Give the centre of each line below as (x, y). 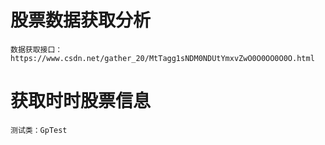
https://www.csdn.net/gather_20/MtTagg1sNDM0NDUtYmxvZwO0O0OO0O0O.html (162, 58)
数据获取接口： (36, 49)
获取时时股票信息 (81, 101)
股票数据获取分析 (81, 20)
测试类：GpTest (39, 130)
